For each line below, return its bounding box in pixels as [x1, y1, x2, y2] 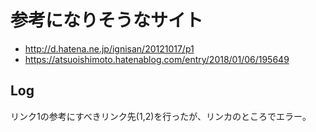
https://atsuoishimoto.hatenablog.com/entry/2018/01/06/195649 [24, 53, 290, 65]
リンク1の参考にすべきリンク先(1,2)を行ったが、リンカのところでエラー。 [10, 110, 312, 122]
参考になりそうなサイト [10, 9, 204, 32]
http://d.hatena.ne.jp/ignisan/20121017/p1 [24, 42, 195, 55]
